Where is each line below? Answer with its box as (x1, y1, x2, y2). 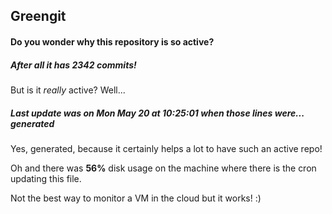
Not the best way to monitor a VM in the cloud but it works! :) (10, 192, 262, 204)
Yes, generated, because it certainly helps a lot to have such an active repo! (10, 142, 323, 154)
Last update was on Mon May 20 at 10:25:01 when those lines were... (10, 107, 305, 119)
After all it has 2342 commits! (10, 59, 137, 71)
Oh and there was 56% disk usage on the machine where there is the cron (10, 162, 317, 174)
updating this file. (10, 172, 82, 184)
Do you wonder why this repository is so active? (10, 35, 215, 48)
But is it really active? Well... (10, 84, 126, 96)
